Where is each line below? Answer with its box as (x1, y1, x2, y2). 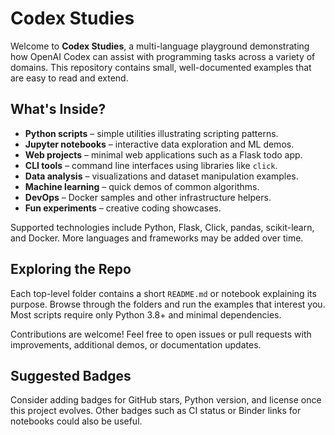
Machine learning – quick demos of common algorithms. (24, 180, 260, 192)
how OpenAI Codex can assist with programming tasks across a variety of (10, 50, 316, 62)
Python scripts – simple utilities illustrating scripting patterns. (24, 127, 279, 139)
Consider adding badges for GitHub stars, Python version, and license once (10, 394, 322, 406)
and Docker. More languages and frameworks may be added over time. (10, 232, 304, 244)
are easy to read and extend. (10, 72, 129, 84)
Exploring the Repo (10, 261, 132, 278)
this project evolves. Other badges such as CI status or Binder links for (10, 405, 302, 417)
